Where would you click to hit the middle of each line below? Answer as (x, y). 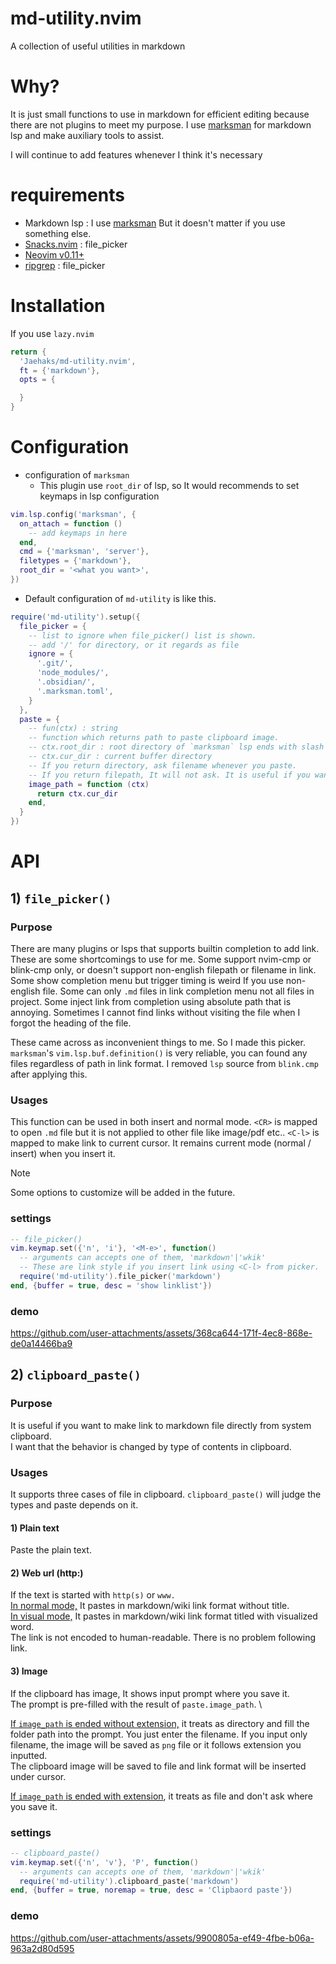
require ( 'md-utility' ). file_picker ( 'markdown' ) (120, 1277)
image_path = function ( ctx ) (89, 784)
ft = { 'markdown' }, (60, 370)
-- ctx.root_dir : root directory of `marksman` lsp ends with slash (176, 747)
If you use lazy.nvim (52, 333)
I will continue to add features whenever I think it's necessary (136, 154)
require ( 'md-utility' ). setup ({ (75, 617)
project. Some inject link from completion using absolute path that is (151, 1001)
